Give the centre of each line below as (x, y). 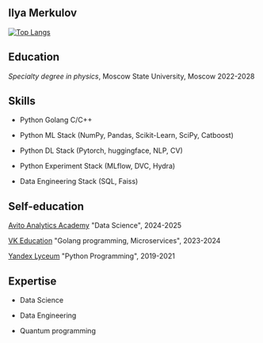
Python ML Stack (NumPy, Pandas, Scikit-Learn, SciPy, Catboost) (126, 135)
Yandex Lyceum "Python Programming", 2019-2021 (92, 256)
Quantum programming (58, 331)
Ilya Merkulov (43, 13)
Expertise (32, 281)
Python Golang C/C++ (56, 120)
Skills (22, 101)
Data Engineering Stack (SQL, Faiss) (79, 181)
